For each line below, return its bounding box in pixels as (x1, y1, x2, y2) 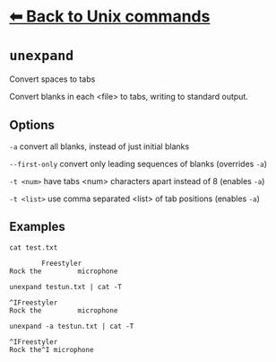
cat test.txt (9, 243, 58, 252)
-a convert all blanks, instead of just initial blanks (9, 141, 190, 152)
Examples (9, 219, 65, 234)
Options (9, 117, 56, 132)
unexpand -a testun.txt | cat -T (9, 322, 134, 331)
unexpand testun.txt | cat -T (9, 282, 123, 291)
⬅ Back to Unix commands (9, 6, 211, 27)
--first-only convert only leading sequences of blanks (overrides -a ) (9, 158, 267, 169)
